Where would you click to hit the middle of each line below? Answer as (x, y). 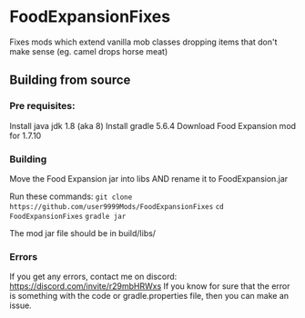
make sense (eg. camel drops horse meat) (89, 51)
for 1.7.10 (25, 135)
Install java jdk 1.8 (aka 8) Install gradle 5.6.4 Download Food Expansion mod (153, 125)
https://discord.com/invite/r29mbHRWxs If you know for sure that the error (150, 286)
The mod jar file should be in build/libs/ (83, 233)
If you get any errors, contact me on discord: (93, 277)
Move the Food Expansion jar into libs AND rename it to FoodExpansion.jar (149, 178)
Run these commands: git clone (71, 196)
